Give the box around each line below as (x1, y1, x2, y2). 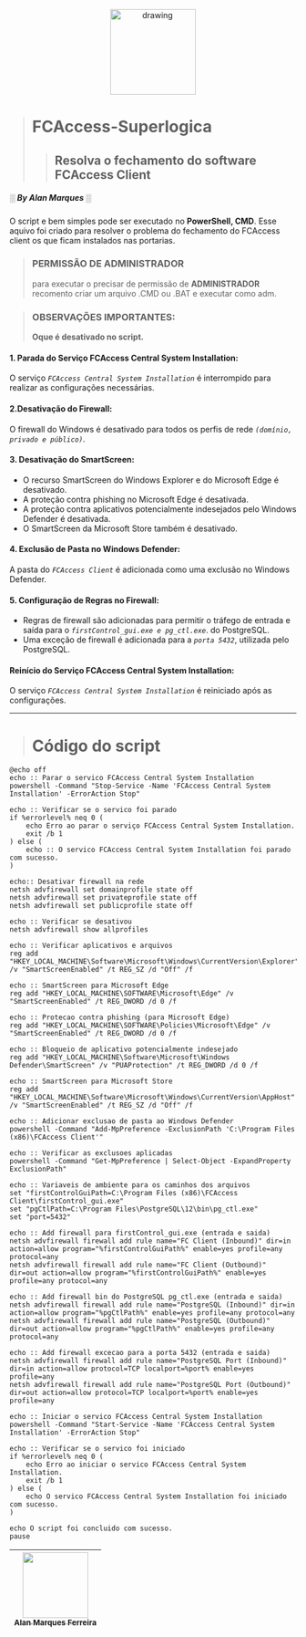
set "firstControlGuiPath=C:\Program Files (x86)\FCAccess (9, 1189, 239, 1198)
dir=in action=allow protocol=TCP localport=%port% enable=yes (9, 1364, 255, 1373)
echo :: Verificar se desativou (9, 917, 132, 926)
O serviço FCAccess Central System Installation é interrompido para (9, 372, 271, 383)
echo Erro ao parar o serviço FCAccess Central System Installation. (25, 821, 296, 830)
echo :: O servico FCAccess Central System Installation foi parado (25, 845, 291, 855)
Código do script (31, 735, 161, 756)
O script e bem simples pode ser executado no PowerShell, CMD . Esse (9, 215, 277, 226)
